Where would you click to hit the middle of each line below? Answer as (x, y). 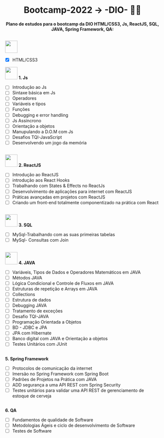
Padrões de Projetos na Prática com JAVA (55, 379)
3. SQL (26, 225)
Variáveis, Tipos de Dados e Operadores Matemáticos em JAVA (76, 272)
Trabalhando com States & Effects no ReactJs (58, 186)
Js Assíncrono (27, 120)
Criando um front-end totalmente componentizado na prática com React (85, 202)
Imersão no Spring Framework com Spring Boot (60, 374)
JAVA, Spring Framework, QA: (82, 29)
